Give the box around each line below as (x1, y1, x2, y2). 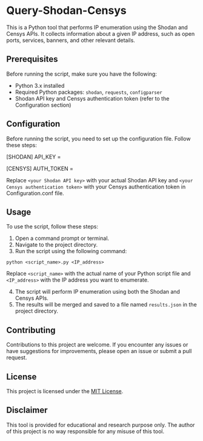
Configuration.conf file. (6, 189, 65, 197)
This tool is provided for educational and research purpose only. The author (6, 421, 195, 428)
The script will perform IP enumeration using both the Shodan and (15, 288, 181, 296)
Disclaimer (6, 405, 48, 416)
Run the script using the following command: (15, 248, 127, 255)
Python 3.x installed (15, 82, 65, 89)
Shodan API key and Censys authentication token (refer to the (15, 94, 170, 102)
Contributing (6, 325, 56, 335)
